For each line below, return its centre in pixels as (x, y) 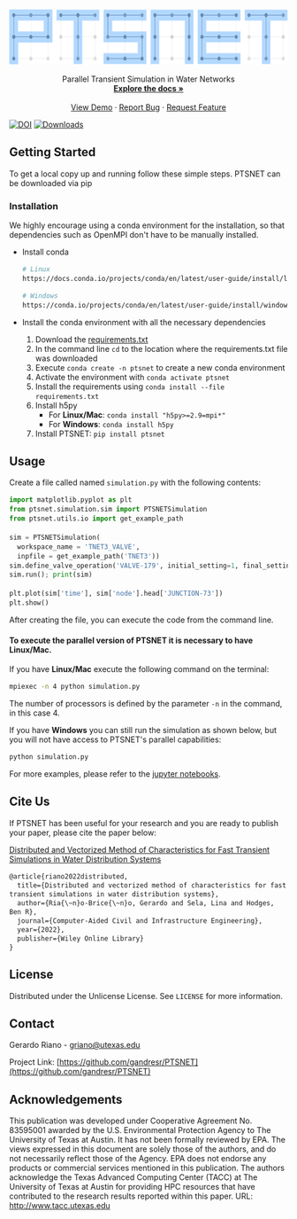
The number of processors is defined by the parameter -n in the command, (146, 703)
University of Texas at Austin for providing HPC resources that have (132, 1187)
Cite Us (30, 802)
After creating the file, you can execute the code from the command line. (141, 620)
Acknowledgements (66, 1099)
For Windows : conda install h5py (111, 424)
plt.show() (29, 603)
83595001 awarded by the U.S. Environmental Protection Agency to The (140, 1130)
